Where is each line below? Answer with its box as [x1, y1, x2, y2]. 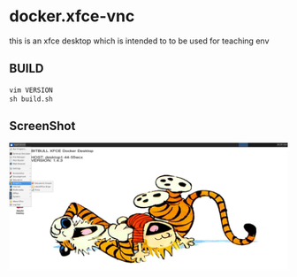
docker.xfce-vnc [9, 6, 135, 27]
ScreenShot [9, 119, 76, 134]
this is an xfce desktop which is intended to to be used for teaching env [9, 35, 270, 46]
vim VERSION [9, 86, 53, 95]
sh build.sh [9, 95, 53, 104]
